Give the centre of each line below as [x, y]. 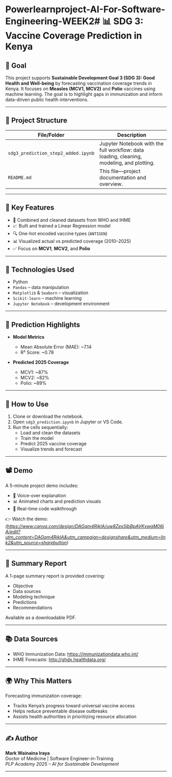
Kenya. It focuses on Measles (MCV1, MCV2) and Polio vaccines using [80, 89]
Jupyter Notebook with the [132, 144]
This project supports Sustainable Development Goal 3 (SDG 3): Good [80, 78]
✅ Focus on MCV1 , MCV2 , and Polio [51, 248]
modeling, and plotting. [127, 162]
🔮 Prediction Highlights [43, 325]
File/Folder [51, 135]
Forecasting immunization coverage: [44, 696]
